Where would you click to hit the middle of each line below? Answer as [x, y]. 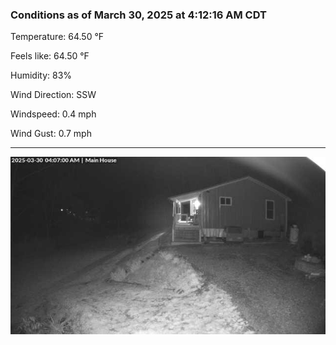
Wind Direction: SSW [53, 95]
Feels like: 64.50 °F [50, 56]
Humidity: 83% [41, 75]
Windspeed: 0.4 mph [53, 114]
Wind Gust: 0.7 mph [51, 134]
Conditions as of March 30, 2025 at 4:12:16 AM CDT [138, 15]
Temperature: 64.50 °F [57, 37]
